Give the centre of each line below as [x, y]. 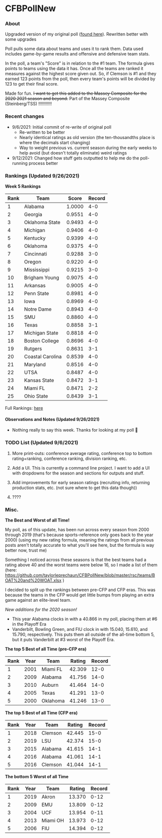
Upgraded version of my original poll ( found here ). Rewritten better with [77, 34]
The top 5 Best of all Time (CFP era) [41, 713]
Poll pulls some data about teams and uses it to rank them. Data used [74, 49]
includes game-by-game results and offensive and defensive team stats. [77, 54]
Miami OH [53, 821]
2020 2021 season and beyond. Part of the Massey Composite [67, 99]
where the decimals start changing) [55, 142]
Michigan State [41, 333]
